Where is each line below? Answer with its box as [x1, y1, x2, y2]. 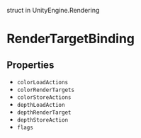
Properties [6, 59, 55, 71]
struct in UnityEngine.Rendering [6, 6, 100, 14]
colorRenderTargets [16, 86, 75, 93]
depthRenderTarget [16, 109, 72, 116]
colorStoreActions [16, 94, 72, 101]
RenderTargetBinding [6, 31, 135, 47]
